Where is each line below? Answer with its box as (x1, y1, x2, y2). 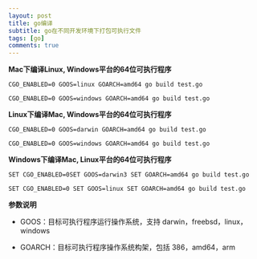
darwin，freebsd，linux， (161, 217, 247, 227)
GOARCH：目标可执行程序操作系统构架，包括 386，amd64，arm (19, 242, 235, 253)
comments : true (8, 42, 59, 50)
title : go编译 (8, 19, 54, 27)
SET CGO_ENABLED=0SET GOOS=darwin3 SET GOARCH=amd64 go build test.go (8, 171, 250, 179)
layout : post (8, 11, 52, 20)
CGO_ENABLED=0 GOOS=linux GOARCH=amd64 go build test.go (8, 81, 203, 89)
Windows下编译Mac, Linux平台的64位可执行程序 (8, 155, 172, 164)
